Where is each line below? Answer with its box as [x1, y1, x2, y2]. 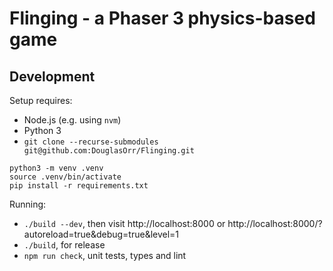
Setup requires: [9, 95, 73, 106]
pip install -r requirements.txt [9, 181, 149, 191]
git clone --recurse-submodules [23, 137, 159, 147]
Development [9, 68, 96, 85]
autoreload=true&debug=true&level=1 [23, 228, 180, 240]
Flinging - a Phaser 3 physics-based [9, 7, 316, 30]
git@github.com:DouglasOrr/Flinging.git [23, 146, 195, 156]
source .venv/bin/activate [9, 172, 122, 182]
